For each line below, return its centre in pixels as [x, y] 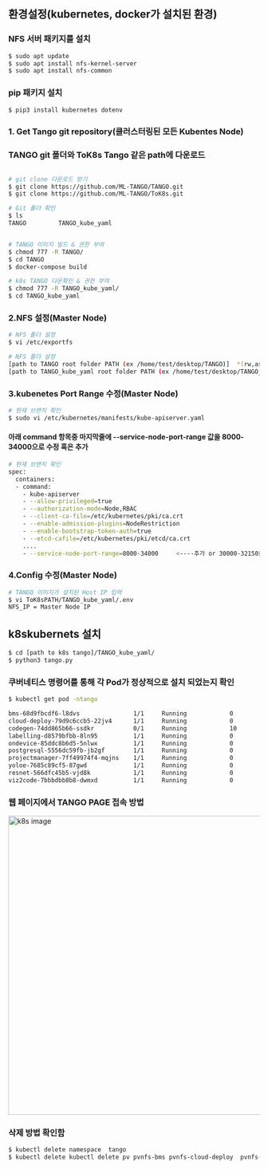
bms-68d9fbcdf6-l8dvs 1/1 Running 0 [121, 714]
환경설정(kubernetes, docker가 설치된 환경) [113, 14]
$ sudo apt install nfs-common [60, 71]
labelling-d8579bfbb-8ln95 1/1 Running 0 [121, 736]
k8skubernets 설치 [55, 634]
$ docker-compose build [48, 267]
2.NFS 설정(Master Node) [58, 318]
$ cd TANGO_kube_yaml [44, 296]
